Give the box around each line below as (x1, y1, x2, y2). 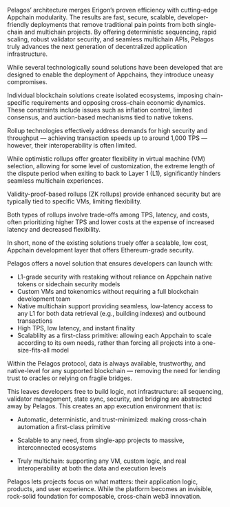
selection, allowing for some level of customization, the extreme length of (7, 162, 216, 170)
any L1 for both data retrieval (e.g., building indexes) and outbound (17, 310, 207, 317)
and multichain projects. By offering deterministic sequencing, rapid (23, 28, 217, 36)
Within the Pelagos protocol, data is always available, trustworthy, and (7, 359, 206, 368)
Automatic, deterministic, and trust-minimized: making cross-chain (17, 415, 207, 424)
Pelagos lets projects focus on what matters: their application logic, (7, 477, 198, 486)
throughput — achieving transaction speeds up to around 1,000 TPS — (7, 134, 208, 142)
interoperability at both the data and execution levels (17, 464, 167, 472)
